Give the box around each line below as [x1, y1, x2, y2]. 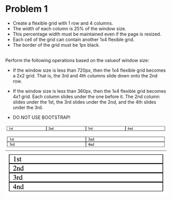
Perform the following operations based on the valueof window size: [5, 57, 149, 63]
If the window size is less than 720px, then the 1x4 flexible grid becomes [12, 67, 166, 73]
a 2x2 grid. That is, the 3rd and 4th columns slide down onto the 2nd [12, 72, 158, 78]
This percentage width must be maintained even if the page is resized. [12, 31, 161, 37]
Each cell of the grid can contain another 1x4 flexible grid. [12, 36, 135, 43]
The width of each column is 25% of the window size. [12, 25, 126, 31]
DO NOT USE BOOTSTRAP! [12, 114, 71, 121]
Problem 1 [5, 3, 48, 15]
